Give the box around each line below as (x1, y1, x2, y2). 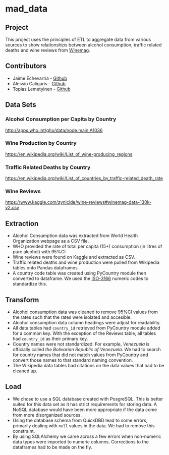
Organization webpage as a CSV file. (12, 238, 89, 244)
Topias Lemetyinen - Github (12, 86, 71, 92)
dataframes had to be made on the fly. (12, 444, 92, 450)
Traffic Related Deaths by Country (5, 163, 91, 170)
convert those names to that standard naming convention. (12, 357, 133, 363)
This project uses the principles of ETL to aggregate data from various (5, 36, 151, 42)
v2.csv (5, 205, 19, 211)
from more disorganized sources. (12, 412, 82, 418)
